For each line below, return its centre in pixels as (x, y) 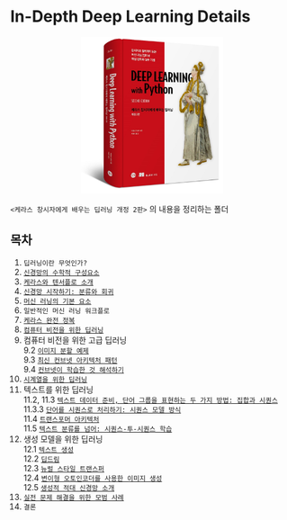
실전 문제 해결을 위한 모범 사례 (73, 498)
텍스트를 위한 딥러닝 (58, 390)
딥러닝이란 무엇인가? (55, 263)
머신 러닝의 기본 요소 (57, 301)
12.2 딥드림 (41, 458)
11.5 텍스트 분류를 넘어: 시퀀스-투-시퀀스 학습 (98, 428)
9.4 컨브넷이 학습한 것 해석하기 (73, 369)
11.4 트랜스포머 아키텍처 (61, 418)
